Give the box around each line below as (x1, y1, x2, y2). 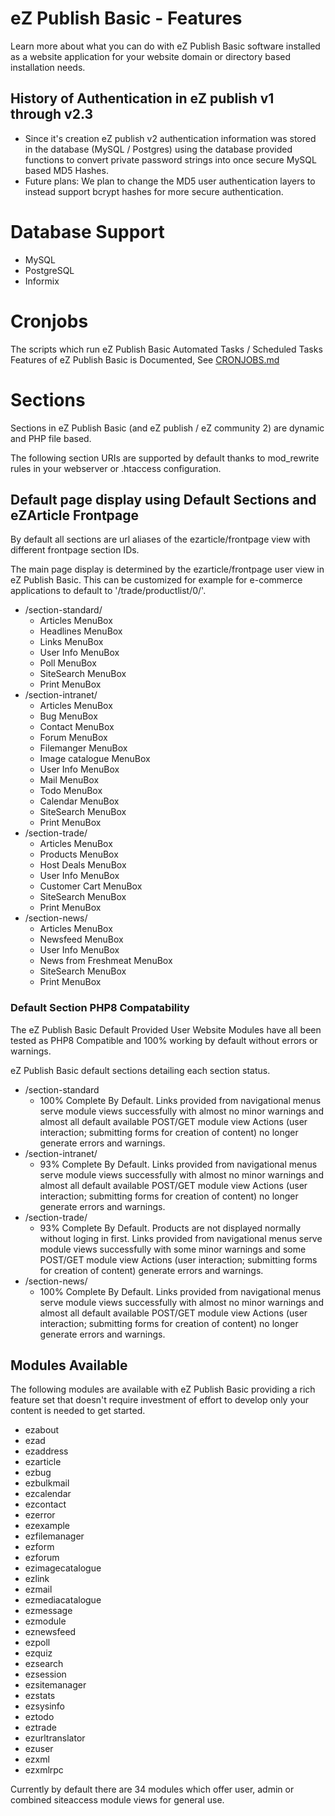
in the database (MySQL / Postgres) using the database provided (24, 143, 293, 155)
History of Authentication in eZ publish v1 (10, 90, 275, 107)
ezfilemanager (24, 1530, 85, 1542)
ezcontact (24, 1498, 67, 1511)
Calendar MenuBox (39, 795, 120, 807)
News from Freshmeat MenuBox (39, 955, 173, 967)
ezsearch (24, 1658, 64, 1670)
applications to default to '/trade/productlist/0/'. (10, 585, 207, 597)
